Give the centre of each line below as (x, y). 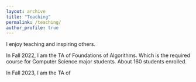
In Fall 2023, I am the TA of (39, 73)
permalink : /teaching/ (34, 22)
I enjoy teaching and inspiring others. (51, 44)
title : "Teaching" (28, 17)
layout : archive (26, 11)
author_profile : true (32, 28)
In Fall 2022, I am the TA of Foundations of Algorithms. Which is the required (98, 55)
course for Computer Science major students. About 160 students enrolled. (97, 62)
